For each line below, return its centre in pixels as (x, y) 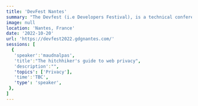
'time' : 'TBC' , (31, 77)
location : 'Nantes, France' (41, 28)
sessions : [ (21, 45)
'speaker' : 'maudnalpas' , (44, 55)
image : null (21, 22)
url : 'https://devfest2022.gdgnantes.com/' (60, 39)
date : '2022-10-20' (30, 34)
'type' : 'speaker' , (38, 83)
